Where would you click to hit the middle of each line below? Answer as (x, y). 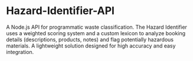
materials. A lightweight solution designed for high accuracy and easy (91, 46)
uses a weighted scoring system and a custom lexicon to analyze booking (96, 33)
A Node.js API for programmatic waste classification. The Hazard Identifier (97, 27)
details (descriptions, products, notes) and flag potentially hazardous (90, 39)
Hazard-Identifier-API (60, 11)
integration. (20, 52)
